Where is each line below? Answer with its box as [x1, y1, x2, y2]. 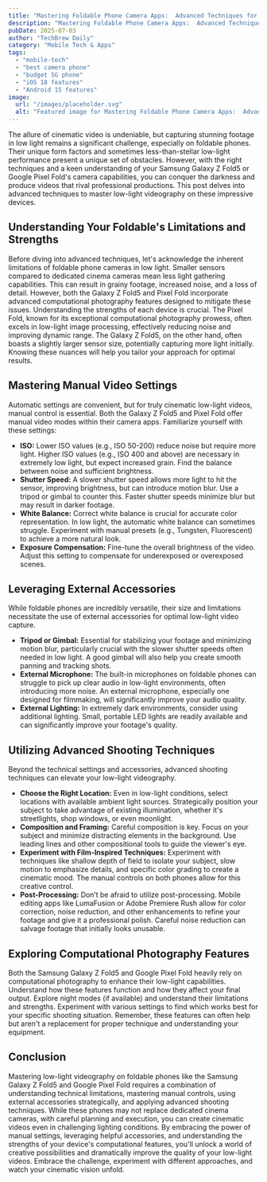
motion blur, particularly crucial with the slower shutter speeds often [19, 644, 244, 654]
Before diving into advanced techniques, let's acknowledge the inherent [8, 254, 244, 264]
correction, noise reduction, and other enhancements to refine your [19, 907, 241, 917]
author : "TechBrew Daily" [8, 33, 94, 42]
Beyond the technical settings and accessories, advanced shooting [8, 765, 228, 774]
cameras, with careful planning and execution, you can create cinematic [8, 1114, 245, 1123]
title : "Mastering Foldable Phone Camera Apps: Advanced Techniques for [8, 11, 258, 20]
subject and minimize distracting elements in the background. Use [19, 831, 237, 840]
